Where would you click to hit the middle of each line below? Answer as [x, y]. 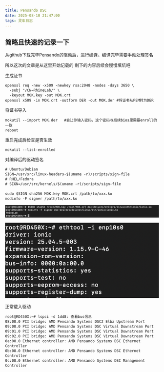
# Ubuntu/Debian [21, 169]
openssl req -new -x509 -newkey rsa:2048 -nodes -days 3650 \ [70, 85]
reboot [12, 130]
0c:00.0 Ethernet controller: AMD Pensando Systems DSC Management [75, 361]
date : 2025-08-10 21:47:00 [32, 15]
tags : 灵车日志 [19, 21]
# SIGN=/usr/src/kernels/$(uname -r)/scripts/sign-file [63, 184]
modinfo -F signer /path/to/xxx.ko [41, 199]
